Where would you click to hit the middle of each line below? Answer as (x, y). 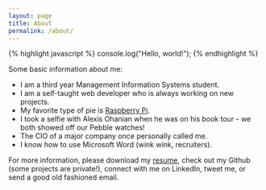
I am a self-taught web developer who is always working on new (127, 93)
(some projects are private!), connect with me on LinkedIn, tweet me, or (127, 169)
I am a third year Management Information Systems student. (120, 85)
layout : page (30, 16)
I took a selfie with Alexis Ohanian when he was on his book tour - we (135, 119)
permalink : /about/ (41, 31)
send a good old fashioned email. (64, 177)
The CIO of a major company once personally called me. (114, 136)
